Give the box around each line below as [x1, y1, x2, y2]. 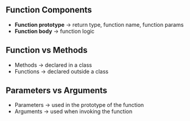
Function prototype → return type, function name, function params [14, 21, 184, 28]
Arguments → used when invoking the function [14, 108, 133, 115]
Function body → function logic [14, 27, 95, 35]
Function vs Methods [5, 45, 88, 55]
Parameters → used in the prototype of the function [14, 102, 144, 109]
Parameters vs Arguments [5, 85, 108, 96]
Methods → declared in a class [14, 61, 93, 69]
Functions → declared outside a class [14, 67, 109, 75]
